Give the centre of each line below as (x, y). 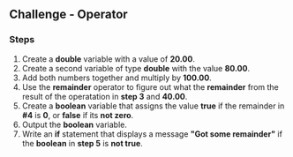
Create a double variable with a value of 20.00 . (109, 59)
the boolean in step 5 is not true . (82, 143)
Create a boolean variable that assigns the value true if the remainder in (153, 106)
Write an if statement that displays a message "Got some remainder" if (152, 134)
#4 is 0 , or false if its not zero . (78, 115)
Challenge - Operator (68, 15)
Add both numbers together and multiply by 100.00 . (116, 78)
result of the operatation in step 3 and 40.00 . (105, 96)
